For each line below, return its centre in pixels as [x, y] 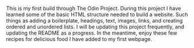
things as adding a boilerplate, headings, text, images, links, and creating [95, 21]
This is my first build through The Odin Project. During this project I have [93, 8]
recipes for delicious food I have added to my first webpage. [79, 39]
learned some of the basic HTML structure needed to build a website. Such [97, 14]
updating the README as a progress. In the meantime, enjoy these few [92, 33]
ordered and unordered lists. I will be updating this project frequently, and [95, 27]
